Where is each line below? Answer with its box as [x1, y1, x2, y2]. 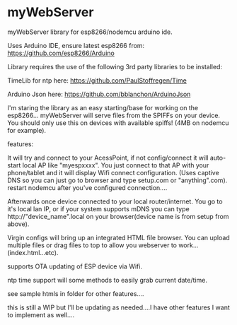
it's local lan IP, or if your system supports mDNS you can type [7, 204, 190, 213]
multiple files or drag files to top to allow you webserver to [7, 241, 177, 249]
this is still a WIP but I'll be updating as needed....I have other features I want [7, 303, 230, 312]
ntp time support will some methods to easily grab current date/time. [7, 276, 207, 284]
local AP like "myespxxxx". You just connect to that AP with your [22, 160, 209, 170]
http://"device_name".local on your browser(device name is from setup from [7, 212, 229, 220]
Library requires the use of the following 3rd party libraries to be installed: [7, 62, 223, 71]
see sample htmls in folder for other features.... [7, 289, 144, 297]
